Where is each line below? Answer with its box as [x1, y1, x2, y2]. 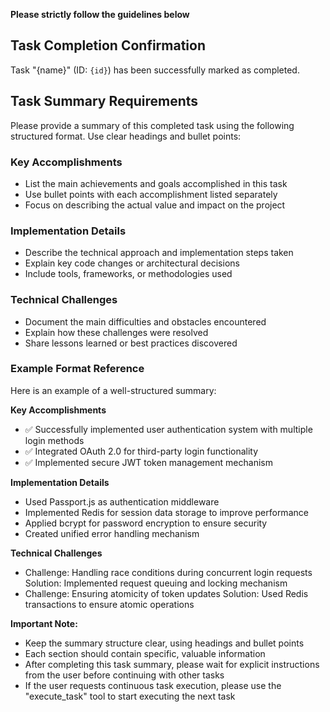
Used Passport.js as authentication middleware [24, 495, 220, 508]
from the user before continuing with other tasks [24, 669, 225, 681]
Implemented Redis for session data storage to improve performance [24, 506, 309, 518]
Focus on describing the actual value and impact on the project [24, 199, 286, 211]
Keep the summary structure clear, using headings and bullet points [24, 637, 305, 649]
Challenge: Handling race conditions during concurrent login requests [24, 566, 313, 578]
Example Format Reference [10, 362, 145, 376]
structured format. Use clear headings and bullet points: [10, 130, 242, 142]
